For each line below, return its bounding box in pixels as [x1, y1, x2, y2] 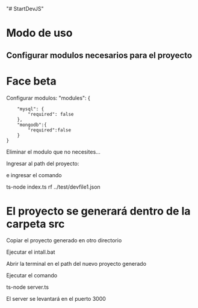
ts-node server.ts [6, 283, 49, 291]
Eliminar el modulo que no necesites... [6, 148, 101, 156]
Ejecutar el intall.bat [6, 248, 55, 256]
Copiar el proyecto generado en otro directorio [6, 237, 122, 244]
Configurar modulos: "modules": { [6, 94, 90, 101]
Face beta [6, 74, 57, 88]
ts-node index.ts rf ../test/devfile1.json [6, 183, 101, 190]
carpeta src [6, 217, 65, 231]
